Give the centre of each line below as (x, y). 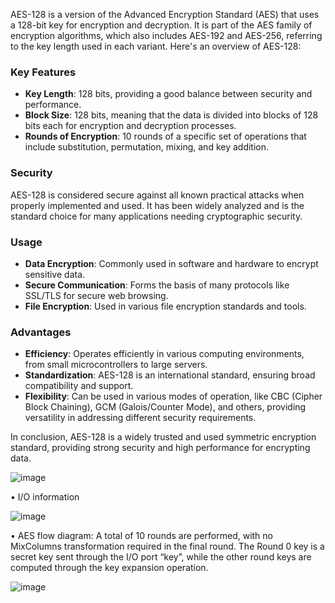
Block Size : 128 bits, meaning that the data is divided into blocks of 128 (171, 115)
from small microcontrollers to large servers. (116, 365)
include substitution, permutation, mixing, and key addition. (147, 147)
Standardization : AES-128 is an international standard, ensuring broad (170, 375)
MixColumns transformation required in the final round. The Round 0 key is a (167, 546)
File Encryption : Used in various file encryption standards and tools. (165, 306)
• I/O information (45, 497)
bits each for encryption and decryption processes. (130, 126)
